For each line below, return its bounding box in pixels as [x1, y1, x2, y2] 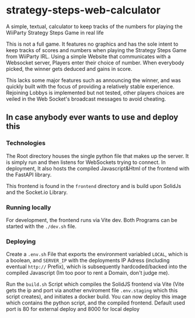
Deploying [6, 237, 36, 245]
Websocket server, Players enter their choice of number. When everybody [6, 59, 184, 66]
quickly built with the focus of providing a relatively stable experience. [6, 83, 175, 90]
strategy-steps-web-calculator [6, 4, 161, 17]
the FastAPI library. [6, 171, 52, 178]
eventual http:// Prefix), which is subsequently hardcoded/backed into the [6, 263, 187, 270]
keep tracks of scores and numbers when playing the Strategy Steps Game [6, 46, 187, 53]
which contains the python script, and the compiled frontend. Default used [6, 299, 186, 306]
